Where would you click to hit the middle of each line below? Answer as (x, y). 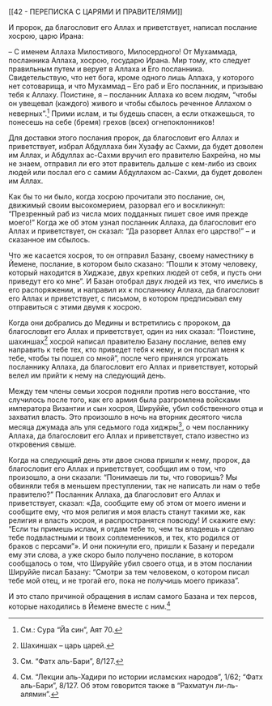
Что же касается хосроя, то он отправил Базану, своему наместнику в (131, 255)
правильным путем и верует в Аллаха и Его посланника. (106, 69)
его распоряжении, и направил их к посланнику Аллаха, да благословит (134, 289)
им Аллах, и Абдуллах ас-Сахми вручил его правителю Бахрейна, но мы (134, 155)
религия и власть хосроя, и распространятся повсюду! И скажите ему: (132, 520)
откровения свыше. (42, 444)
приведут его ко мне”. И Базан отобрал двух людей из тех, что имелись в (136, 281)
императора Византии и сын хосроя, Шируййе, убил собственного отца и (136, 409)
